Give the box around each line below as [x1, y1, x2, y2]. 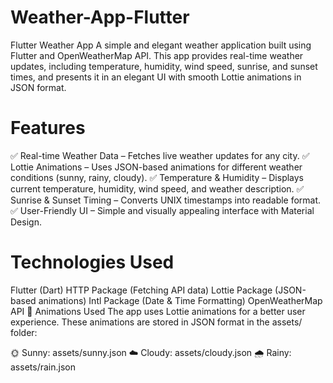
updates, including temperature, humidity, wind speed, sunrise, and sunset [10, 60, 318, 72]
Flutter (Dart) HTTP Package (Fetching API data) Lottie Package [10, 284, 273, 296]
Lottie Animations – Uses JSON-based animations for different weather [10, 161, 303, 173]
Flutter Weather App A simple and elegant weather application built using [10, 39, 312, 51]
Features [10, 117, 86, 140]
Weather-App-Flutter [10, 6, 190, 29]
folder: [10, 326, 38, 338]
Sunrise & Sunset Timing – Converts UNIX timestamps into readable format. [10, 194, 322, 206]
